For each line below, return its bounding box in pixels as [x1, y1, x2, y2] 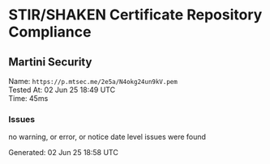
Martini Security [8, 55, 92, 69]
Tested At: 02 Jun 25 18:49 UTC [8, 85, 116, 95]
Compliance [8, 23, 92, 41]
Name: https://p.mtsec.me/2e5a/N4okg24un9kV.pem [8, 77, 178, 86]
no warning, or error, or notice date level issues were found [8, 132, 207, 142]
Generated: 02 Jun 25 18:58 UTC [8, 148, 119, 158]
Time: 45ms [8, 94, 49, 103]
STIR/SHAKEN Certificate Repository [8, 6, 263, 24]
